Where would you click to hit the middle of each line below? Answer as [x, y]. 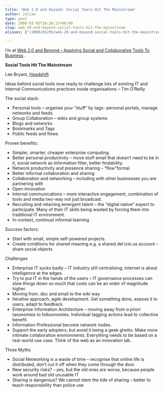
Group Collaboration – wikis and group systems [60, 118]
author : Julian [20, 14]
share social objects [32, 249]
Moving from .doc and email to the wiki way [56, 294]
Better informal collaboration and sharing [53, 173]
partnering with [28, 184]
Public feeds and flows [35, 134]
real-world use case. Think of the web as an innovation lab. [72, 340]
